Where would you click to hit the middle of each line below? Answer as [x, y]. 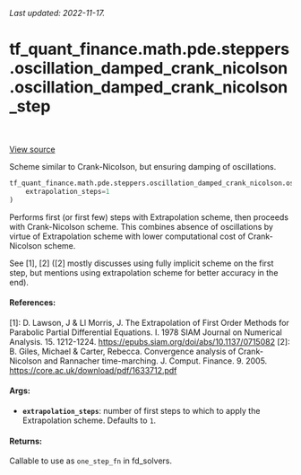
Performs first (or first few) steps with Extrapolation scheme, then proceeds [149, 217]
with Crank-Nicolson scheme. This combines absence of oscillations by [141, 226]
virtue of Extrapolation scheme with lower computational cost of [128, 236]
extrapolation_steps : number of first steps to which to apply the [141, 410]
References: [33, 303]
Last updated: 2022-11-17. [57, 13]
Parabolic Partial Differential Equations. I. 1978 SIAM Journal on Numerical [146, 332]
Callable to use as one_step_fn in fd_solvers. [91, 461]
